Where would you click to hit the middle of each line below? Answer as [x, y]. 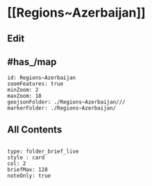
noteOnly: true [29, 176]
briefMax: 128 [28, 170]
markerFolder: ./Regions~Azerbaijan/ [62, 108]
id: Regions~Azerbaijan [42, 78]
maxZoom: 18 [24, 96]
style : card [26, 158]
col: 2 [17, 164]
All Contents [35, 129]
